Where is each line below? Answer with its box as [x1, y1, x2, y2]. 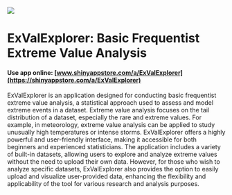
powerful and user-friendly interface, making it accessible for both [7, 135, 197, 144]
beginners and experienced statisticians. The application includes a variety [7, 143, 222, 151]
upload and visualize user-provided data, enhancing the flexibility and [7, 172, 206, 180]
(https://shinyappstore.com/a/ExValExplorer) [7, 76, 141, 84]
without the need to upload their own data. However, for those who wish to [7, 158, 220, 166]
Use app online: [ [7, 68, 57, 76]
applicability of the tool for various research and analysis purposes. [7, 180, 199, 188]
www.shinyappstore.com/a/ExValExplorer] [56, 68, 184, 76]
